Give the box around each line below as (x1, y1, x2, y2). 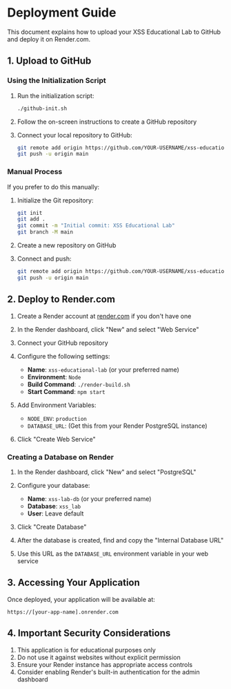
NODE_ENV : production (27, 414, 88, 422)
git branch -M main (17, 229, 74, 236)
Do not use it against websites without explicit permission (17, 653, 181, 661)
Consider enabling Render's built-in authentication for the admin (17, 668, 200, 676)
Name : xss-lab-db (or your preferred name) (27, 494, 152, 502)
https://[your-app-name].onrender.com (7, 608, 119, 616)
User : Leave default (27, 509, 84, 518)
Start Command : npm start (27, 387, 106, 395)
